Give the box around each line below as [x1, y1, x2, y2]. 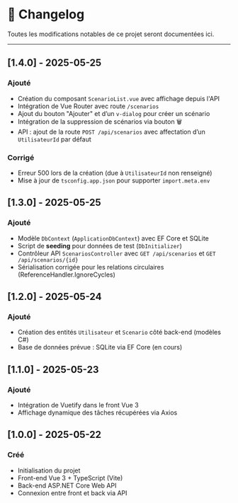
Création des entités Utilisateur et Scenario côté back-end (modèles [17, 328, 222, 337]
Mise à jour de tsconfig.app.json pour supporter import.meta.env [17, 176, 210, 185]
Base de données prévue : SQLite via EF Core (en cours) [17, 343, 183, 352]
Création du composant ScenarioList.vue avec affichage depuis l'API [17, 94, 220, 103]
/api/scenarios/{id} [17, 256, 79, 264]
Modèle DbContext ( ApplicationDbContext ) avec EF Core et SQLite [17, 233, 209, 243]
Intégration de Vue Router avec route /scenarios [17, 102, 159, 110]
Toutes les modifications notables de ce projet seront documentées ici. [7, 30, 215, 38]
